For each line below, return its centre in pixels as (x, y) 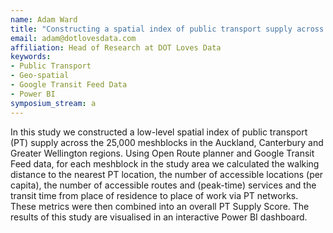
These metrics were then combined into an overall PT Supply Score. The (160, 206)
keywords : (31, 57)
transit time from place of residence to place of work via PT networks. (154, 195)
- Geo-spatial (40, 76)
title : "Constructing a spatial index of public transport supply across (167, 29)
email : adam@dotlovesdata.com (73, 38)
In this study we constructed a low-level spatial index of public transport (159, 132)
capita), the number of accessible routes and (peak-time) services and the (163, 185)
